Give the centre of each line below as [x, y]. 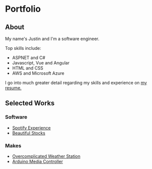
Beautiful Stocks [29, 133]
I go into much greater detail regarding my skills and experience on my [76, 83]
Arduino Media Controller [38, 161]
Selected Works [30, 103]
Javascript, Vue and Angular [41, 63]
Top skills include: [23, 48]
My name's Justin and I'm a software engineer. [52, 39]
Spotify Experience [31, 127]
